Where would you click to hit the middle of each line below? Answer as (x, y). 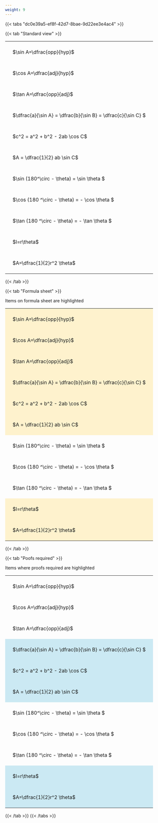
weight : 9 (15, 10)
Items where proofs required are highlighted (50, 568)
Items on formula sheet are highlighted (44, 300)
